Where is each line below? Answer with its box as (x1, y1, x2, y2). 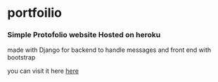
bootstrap (7, 53, 36, 62)
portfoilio (7, 5, 62, 21)
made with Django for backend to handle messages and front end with (7, 46, 212, 54)
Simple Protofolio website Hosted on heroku (7, 30, 161, 40)
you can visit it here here (7, 67, 79, 75)
